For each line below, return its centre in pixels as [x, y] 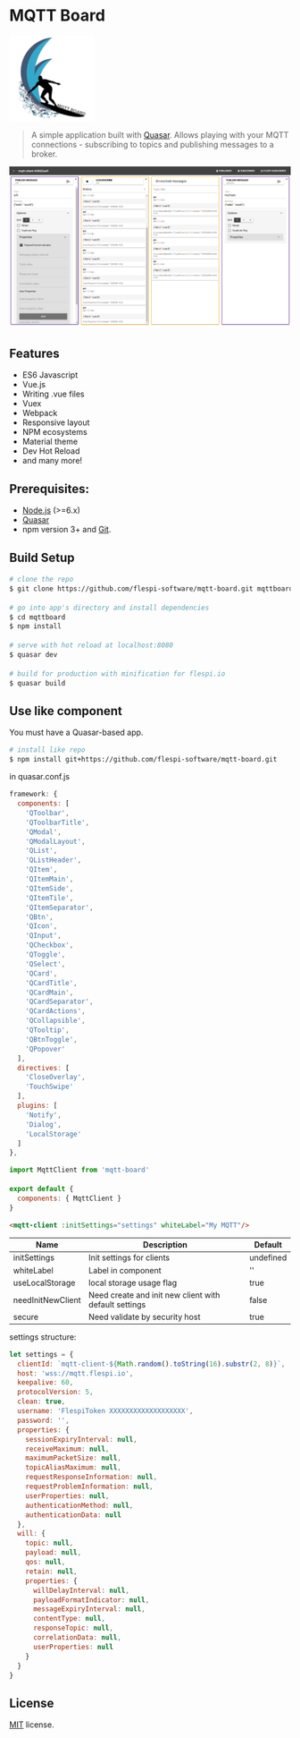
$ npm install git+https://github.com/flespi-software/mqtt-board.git [143, 760]
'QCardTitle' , [51, 983]
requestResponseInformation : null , [92, 1478]
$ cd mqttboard [37, 617]
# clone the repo [42, 579]
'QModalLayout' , [56, 841]
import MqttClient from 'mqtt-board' [79, 1170]
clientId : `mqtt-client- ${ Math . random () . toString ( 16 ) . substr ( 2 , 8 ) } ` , [151, 1364]
